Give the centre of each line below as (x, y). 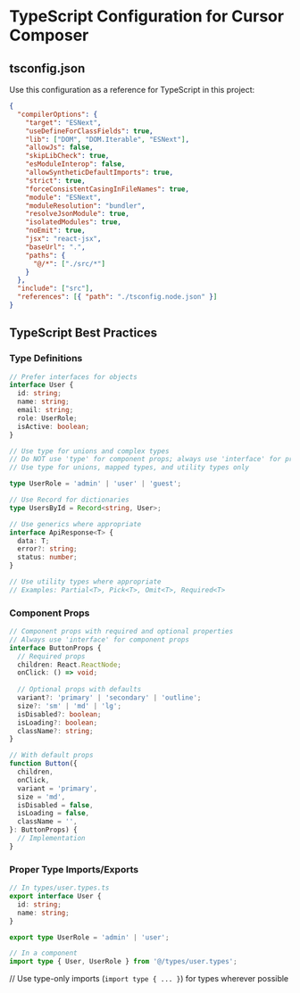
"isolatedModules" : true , (74, 222)
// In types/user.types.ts (59, 888)
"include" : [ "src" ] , (55, 289)
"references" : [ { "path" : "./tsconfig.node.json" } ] (117, 297)
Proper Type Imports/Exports (74, 869)
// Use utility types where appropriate (86, 582)
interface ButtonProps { (55, 648)
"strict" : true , (56, 180)
